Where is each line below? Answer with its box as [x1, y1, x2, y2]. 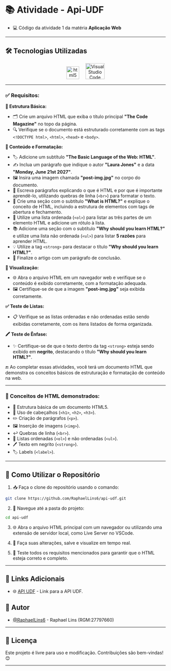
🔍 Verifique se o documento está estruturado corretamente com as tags [12, 127, 165, 133]
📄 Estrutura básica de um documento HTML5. [12, 404, 108, 410]
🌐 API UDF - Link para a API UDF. [12, 588, 83, 594]
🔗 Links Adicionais [5, 575, 65, 583]
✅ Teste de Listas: [5, 303, 45, 310]
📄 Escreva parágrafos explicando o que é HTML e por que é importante [12, 187, 163, 193]
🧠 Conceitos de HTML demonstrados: [5, 393, 100, 400]
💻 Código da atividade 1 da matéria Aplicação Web [12, 24, 122, 31]
